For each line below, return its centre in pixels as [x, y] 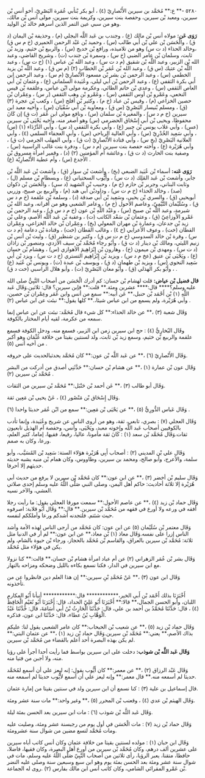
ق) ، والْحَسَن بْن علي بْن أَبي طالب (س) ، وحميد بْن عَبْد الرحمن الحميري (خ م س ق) [101, 42]
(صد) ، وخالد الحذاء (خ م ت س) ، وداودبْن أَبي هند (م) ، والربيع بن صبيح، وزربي [95, 191]
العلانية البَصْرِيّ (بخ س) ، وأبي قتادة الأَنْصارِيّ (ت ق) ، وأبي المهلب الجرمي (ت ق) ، [99, 140]
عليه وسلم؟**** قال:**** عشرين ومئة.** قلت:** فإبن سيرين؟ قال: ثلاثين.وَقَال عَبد [101, 287]
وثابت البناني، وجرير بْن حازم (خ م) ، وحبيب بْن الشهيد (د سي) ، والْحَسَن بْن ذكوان [98, 184]
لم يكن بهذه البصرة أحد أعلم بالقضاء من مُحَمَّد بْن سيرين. [71, 640]
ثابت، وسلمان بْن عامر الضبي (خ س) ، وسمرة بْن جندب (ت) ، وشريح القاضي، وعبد [100, 55]
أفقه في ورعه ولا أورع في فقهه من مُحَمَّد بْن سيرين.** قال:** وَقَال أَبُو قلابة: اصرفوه [102, 509]
